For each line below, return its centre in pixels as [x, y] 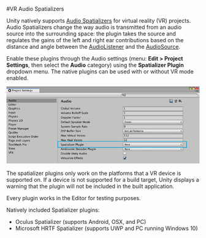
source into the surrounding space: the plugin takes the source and [91, 34]
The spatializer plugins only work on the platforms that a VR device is [94, 173]
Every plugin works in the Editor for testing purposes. [74, 198]
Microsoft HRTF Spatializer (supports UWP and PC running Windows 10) [106, 228]
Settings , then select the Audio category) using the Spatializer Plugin [95, 65]
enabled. [17, 78]
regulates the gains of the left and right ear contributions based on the [95, 40]
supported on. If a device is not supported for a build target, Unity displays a [103, 179]
